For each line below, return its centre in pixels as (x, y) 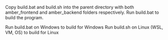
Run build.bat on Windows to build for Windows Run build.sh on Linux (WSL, (84, 27)
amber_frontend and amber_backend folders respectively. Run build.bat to (82, 12)
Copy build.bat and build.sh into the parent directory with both (70, 7)
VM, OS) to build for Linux (32, 32)
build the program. (24, 18)
